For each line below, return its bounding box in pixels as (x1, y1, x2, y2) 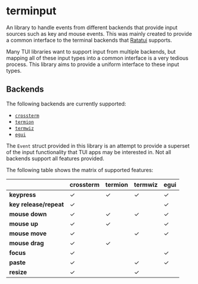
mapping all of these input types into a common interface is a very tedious (6, 54, 189, 61)
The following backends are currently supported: (6, 100, 126, 107)
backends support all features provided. (6, 155, 104, 162)
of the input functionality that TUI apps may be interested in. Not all (6, 148, 171, 155)
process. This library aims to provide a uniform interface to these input (6, 61, 180, 68)
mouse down (9, 210, 47, 218)
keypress (9, 191, 36, 199)
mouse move (9, 229, 47, 238)
